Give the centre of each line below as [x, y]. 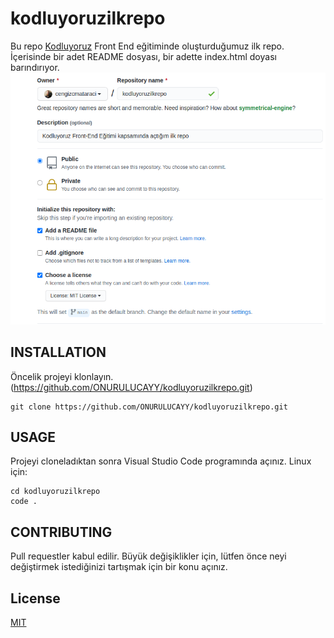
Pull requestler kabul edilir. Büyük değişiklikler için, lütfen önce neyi [148, 556]
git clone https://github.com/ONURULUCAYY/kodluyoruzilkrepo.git [149, 407]
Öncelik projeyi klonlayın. [62, 376]
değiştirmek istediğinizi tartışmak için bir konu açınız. [119, 567]
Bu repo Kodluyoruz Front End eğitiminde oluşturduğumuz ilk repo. [147, 46]
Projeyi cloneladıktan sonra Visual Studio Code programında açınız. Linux [161, 461]
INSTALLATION [58, 352]
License [35, 598]
